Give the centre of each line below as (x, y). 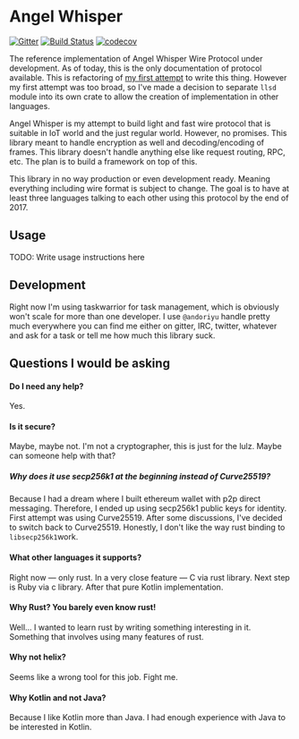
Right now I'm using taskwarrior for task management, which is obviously (144, 307)
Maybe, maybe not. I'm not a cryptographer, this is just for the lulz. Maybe (145, 446)
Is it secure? (32, 426)
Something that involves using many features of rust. (107, 636)
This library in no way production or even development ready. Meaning (140, 178)
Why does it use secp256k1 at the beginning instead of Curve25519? (140, 476)
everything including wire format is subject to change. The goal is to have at (149, 188)
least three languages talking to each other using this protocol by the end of (149, 198)
